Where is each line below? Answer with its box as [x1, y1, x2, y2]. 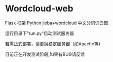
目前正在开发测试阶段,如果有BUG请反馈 [5, 51, 85, 57]
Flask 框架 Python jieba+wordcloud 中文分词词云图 [5, 20, 109, 26]
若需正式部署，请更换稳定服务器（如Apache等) [5, 40, 100, 47]
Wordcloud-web [5, 3, 74, 14]
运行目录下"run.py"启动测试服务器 [5, 30, 75, 36]
